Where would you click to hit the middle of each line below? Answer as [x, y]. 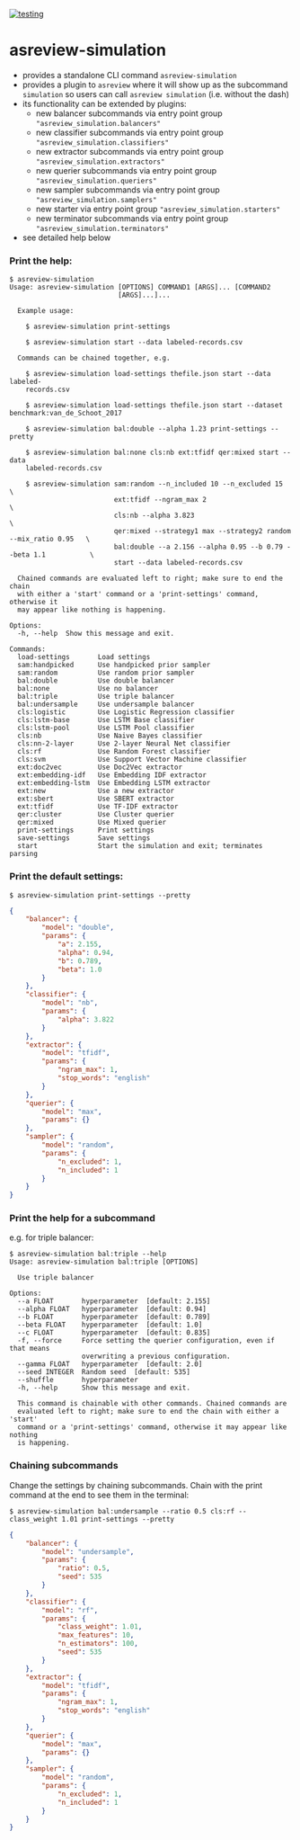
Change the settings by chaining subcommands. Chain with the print [136, 1485]
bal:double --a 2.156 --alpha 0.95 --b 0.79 [198, 547]
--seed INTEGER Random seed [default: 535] [104, 1372]
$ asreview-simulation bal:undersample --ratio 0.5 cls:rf [122, 1511]
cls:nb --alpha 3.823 [154, 516]
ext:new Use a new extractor [96, 791]
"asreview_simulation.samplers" [96, 200]
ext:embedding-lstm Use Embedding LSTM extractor [114, 783]
